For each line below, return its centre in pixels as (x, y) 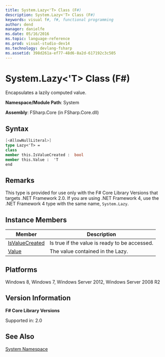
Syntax (17, 129)
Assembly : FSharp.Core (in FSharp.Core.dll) (52, 112)
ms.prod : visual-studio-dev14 (38, 44)
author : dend (19, 24)
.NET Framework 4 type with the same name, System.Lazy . (67, 204)
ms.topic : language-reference (38, 39)
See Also (20, 337)
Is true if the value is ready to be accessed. (101, 243)
